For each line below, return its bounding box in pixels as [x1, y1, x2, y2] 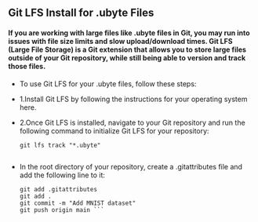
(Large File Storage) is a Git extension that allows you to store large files [8, 45, 247, 54]
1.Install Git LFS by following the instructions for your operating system [19, 94, 248, 104]
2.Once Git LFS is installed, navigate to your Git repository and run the [19, 118, 245, 127]
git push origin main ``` [19, 206, 104, 214]
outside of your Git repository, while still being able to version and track [8, 53, 246, 62]
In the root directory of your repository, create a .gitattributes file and [19, 162, 243, 171]
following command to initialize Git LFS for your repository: [19, 126, 209, 136]
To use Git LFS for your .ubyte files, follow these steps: [19, 78, 197, 89]
